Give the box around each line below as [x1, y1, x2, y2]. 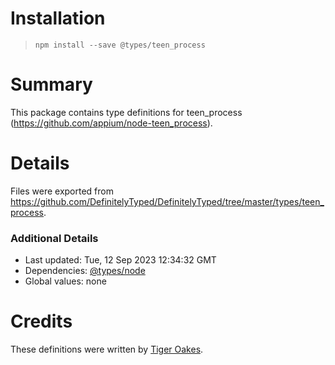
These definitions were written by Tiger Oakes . [10, 343, 204, 356]
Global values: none [24, 275, 107, 287]
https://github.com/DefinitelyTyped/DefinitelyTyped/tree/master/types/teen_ [10, 195, 325, 207]
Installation [10, 7, 106, 30]
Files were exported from [10, 185, 114, 197]
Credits [10, 310, 73, 333]
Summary [10, 73, 93, 96]
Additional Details [10, 231, 99, 245]
